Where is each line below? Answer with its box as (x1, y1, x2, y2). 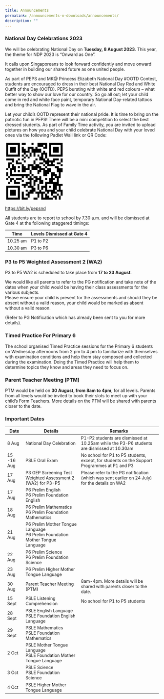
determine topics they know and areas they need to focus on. (5, 364, 128, 370)
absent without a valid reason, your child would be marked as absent (5, 300, 143, 306)
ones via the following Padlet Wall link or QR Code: (5, 132, 107, 138)
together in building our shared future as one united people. (5, 66, 125, 72)
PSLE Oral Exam (25, 458, 58, 464)
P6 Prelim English (25, 487, 61, 492)
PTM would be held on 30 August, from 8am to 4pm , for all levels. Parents (5, 388, 156, 393)
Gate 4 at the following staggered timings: (5, 220, 89, 226)
